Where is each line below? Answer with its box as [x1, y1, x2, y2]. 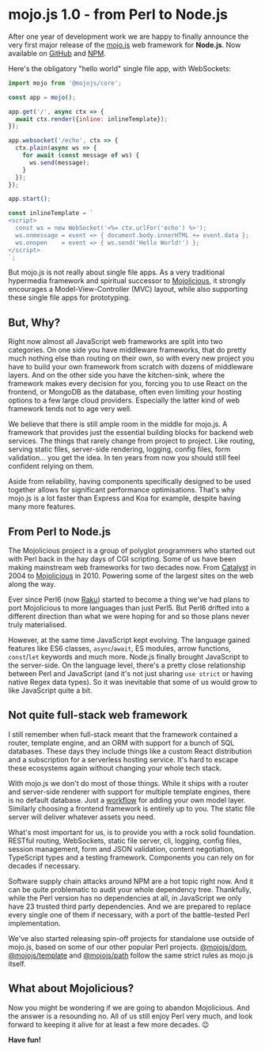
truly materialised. [8, 620, 67, 629]
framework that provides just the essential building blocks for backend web [8, 428, 254, 437]
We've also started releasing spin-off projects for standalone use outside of [8, 933, 255, 943]
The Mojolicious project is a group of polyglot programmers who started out [8, 546, 256, 555]
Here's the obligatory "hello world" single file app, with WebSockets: [8, 63, 232, 73]
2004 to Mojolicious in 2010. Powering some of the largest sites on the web [8, 571, 254, 580]
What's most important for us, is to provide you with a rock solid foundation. [8, 827, 256, 837]
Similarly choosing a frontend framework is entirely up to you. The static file [8, 803, 256, 813]
